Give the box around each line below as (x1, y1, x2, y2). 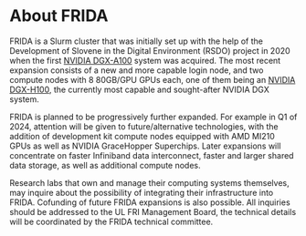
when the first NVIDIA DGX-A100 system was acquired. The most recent (9, 55, 281, 66)
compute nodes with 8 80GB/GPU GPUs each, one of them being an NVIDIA (9, 74, 296, 85)
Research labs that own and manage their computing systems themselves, (9, 177, 290, 188)
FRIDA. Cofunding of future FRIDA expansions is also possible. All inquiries (9, 197, 290, 208)
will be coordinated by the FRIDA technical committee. (9, 216, 214, 227)
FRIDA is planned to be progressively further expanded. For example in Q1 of (9, 111, 298, 122)
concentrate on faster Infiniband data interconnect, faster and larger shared (9, 149, 294, 160)
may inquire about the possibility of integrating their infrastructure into (9, 187, 274, 198)
